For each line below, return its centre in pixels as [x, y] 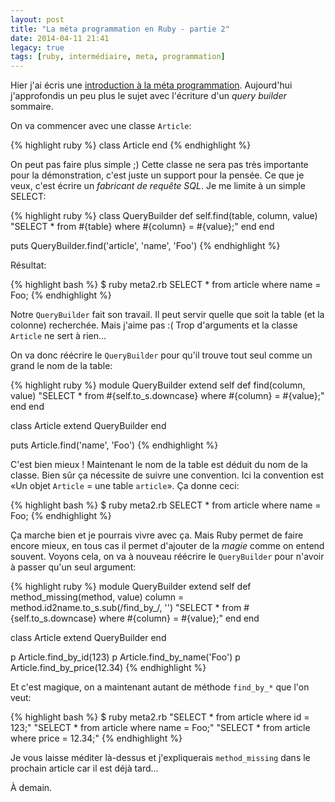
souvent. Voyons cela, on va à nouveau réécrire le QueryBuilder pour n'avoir [167, 557]
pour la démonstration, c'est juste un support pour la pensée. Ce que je [157, 175]
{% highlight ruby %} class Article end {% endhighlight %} [131, 145]
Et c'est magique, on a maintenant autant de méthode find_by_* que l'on [160, 687]
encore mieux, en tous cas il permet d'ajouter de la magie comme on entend [167, 546]
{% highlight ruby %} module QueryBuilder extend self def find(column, [158, 385]
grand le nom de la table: [61, 366]
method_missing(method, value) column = [97, 597]
